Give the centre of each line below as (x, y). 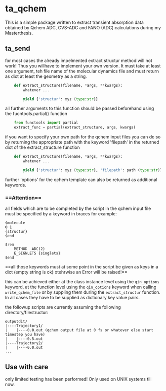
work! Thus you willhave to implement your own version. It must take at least (83, 65)
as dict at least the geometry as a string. (46, 76)
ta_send (18, 48)
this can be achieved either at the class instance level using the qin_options (82, 282)
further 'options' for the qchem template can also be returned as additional (81, 180)
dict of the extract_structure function (42, 147)
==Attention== (23, 197)
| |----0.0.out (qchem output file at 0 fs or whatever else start (79, 330)
